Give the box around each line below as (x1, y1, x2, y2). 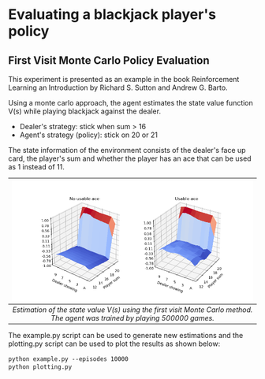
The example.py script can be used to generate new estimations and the (8, 331, 244, 340)
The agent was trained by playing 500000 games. (50, 313, 215, 322)
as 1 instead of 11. (8, 162, 65, 171)
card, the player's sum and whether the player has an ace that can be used (8, 154, 252, 163)
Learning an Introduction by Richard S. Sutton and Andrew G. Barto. (8, 83, 228, 92)
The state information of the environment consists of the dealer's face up (8, 146, 246, 154)
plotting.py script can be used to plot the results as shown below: (8, 339, 221, 348)
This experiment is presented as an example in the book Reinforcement (8, 75, 240, 84)
